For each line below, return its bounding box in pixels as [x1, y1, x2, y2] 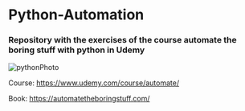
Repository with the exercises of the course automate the [8, 35, 237, 46]
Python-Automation [8, 6, 145, 24]
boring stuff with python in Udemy [8, 44, 145, 55]
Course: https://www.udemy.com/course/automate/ [8, 78, 179, 88]
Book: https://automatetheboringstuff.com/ [8, 94, 150, 104]
